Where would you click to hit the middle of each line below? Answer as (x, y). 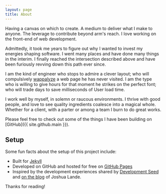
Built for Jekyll (27, 161)
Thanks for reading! (25, 187)
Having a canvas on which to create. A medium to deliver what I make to (79, 28)
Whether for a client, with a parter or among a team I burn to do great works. (83, 110)
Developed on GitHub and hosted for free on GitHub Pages (72, 166)
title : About (19, 14)
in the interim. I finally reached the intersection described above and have (80, 59)
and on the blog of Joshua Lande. (47, 177)
